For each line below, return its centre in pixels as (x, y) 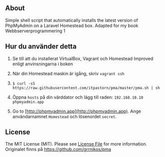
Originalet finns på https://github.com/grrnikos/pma (58, 150)
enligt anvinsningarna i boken (43, 64)
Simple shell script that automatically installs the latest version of (72, 20)
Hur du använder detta (41, 47)
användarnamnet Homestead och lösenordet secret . (65, 116)
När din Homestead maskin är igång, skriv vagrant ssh (68, 73)
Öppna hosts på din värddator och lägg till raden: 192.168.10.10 (78, 97)
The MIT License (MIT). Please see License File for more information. (76, 144)
